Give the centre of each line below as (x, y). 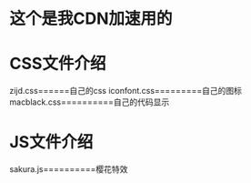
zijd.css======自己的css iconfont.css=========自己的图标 (126, 91)
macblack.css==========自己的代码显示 (90, 102)
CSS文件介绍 (58, 64)
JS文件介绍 (51, 142)
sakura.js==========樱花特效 (69, 169)
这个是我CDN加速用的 (91, 19)
